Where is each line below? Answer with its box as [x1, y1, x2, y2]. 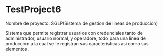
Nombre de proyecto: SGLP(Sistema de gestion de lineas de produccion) [5, 20, 158, 26]
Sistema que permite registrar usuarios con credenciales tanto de [5, 30, 143, 36]
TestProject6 [5, 4, 61, 15]
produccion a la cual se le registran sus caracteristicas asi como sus [5, 40, 149, 46]
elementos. [5, 46, 29, 52]
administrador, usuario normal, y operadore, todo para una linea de [5, 35, 146, 41]
